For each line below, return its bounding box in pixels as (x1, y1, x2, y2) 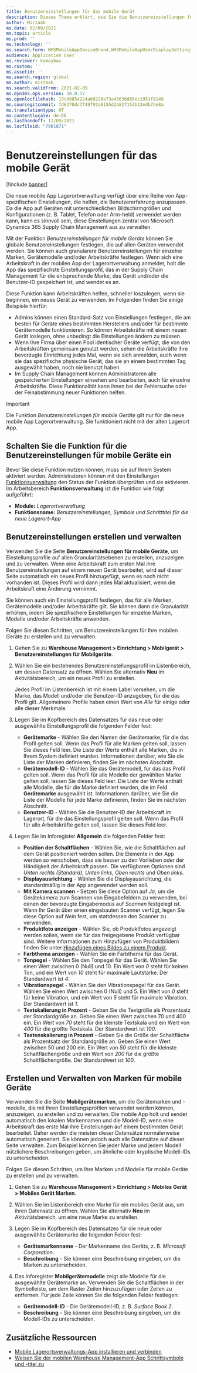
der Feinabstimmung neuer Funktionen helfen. (14, 389, 126, 396)
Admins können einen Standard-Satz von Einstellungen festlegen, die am (14, 314, 191, 321)
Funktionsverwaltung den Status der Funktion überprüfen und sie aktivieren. (6, 478, 191, 485)
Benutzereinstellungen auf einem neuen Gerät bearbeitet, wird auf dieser (6, 566, 183, 574)
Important (6, 400, 30, 407)
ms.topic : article (6, 31, 51, 36)
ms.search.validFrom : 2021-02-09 (6, 85, 88, 91)
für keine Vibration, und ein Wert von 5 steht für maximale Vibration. (23, 994, 188, 1001)
